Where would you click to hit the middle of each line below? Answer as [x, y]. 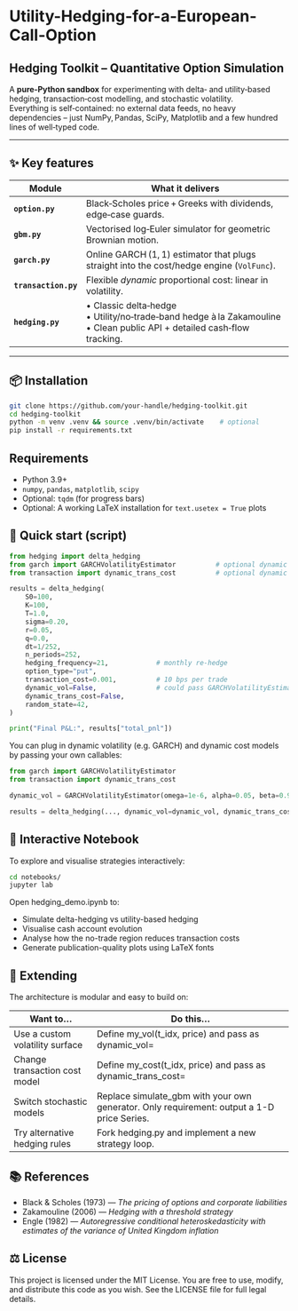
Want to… [51, 1019]
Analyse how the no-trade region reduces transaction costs [131, 938]
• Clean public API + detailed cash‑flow [168, 328]
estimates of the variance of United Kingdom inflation [120, 1230]
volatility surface [48, 1045]
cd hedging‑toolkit [45, 414]
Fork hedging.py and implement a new [176, 1132]
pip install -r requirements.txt [71, 431]
